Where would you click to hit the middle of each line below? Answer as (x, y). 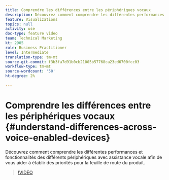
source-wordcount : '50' (30, 71)
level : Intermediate (27, 52)
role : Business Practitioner (36, 48)
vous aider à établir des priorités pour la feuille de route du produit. (75, 162)
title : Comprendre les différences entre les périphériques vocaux (78, 10)
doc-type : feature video (31, 33)
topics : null (19, 24)
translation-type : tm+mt (31, 57)
